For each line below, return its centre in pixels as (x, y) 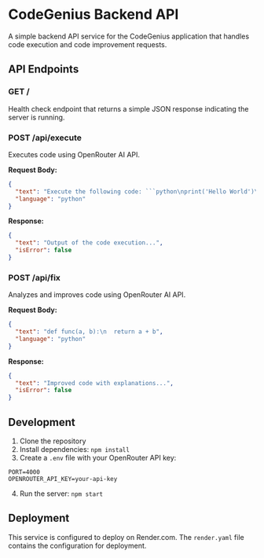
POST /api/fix (35, 277)
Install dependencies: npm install (74, 450)
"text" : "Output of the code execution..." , (89, 243)
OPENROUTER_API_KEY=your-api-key (63, 479)
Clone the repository (53, 441)
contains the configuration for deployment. (77, 545)
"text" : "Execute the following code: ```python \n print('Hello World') (135, 191)
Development (42, 422)
